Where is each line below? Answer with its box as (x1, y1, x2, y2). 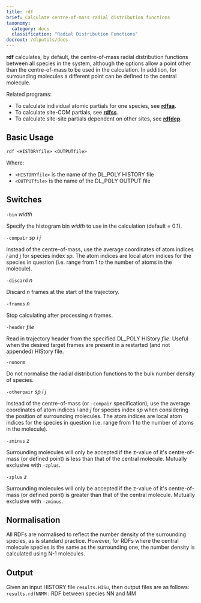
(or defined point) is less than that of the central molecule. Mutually (20, 455, 187, 462)
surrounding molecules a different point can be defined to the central (6, 73, 177, 80)
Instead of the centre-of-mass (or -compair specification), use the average (6, 399, 190, 407)
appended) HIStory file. (6, 348, 64, 355)
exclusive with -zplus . (6, 461, 61, 469)
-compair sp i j (6, 234, 41, 241)
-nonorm (6, 359, 26, 365)
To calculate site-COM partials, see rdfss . (14, 109, 119, 116)
